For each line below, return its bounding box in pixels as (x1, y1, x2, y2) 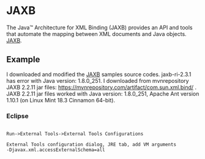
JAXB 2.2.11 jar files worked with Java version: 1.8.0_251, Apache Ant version (6, 90, 199, 97)
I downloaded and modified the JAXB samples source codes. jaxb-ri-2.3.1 (6, 71, 192, 78)
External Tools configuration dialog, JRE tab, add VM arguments (6, 141, 176, 148)
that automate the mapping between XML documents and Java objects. (6, 30, 187, 37)
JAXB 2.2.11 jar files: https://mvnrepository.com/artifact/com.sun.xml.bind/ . (6, 83, 197, 91)
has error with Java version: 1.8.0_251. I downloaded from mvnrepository (6, 77, 189, 84)
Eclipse (6, 111, 29, 120)
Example (6, 54, 40, 65)
